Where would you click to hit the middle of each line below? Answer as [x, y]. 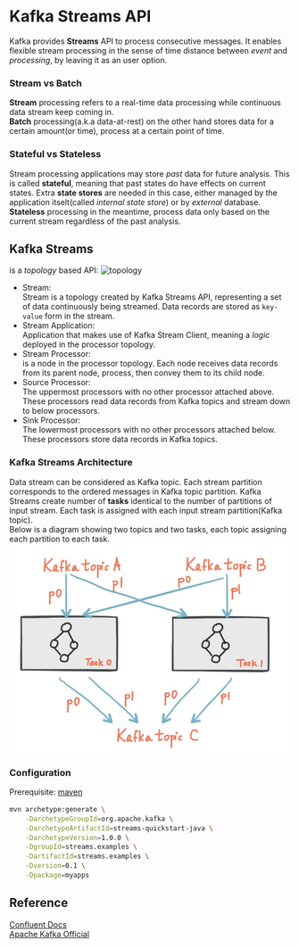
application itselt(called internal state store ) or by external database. [135, 202]
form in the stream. [79, 316]
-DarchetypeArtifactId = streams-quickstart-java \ [120, 828]
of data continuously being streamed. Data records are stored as [141, 307]
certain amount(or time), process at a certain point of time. [117, 131]
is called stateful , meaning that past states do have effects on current [137, 183]
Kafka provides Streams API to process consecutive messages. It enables [145, 41]
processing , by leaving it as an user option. [88, 60]
